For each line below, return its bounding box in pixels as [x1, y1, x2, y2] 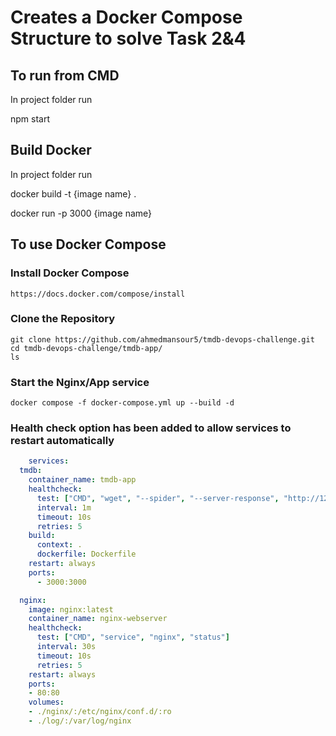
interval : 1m [36, 502, 92, 513]
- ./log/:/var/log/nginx [28, 716, 132, 726]
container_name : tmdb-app [28, 475, 137, 485]
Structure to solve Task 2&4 [10, 27, 247, 50]
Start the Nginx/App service [10, 375, 150, 389]
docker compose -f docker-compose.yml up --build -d [10, 398, 235, 408]
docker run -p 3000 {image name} [10, 207, 153, 219]
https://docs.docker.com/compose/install [10, 289, 186, 299]
